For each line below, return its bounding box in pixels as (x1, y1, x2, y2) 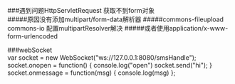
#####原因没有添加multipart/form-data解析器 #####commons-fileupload (7, 15, 224, 23)
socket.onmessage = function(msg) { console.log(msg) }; (7, 68, 176, 77)
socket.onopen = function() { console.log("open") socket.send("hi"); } (7, 61, 212, 69)
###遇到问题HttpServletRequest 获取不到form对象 (7, 6, 155, 14)
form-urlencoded (7, 32, 58, 41)
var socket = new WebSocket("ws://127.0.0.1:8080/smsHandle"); (7, 53, 197, 62)
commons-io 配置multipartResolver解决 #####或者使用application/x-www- (7, 24, 229, 32)
